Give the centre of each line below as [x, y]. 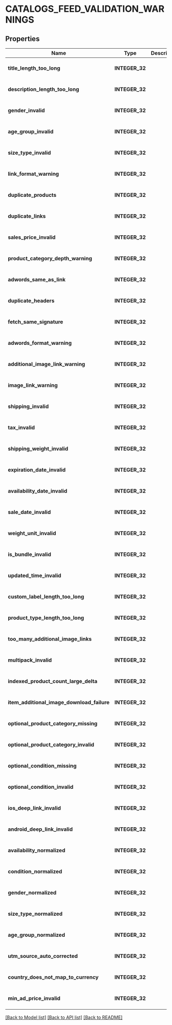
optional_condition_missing [42, 766]
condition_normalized [35, 872]
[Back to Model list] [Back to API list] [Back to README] [64, 1017]
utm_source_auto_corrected [43, 956]
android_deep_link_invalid [40, 829]
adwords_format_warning [40, 343]
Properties [23, 39]
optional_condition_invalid [41, 787]
